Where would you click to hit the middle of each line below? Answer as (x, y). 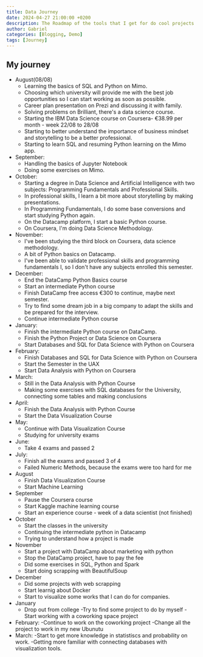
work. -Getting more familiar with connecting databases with (91, 642)
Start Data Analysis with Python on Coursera (80, 370)
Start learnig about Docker (57, 590)
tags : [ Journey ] (27, 40)
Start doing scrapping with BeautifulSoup (76, 571)
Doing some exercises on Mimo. (64, 170)
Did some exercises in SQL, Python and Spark (82, 564)
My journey (28, 65)
